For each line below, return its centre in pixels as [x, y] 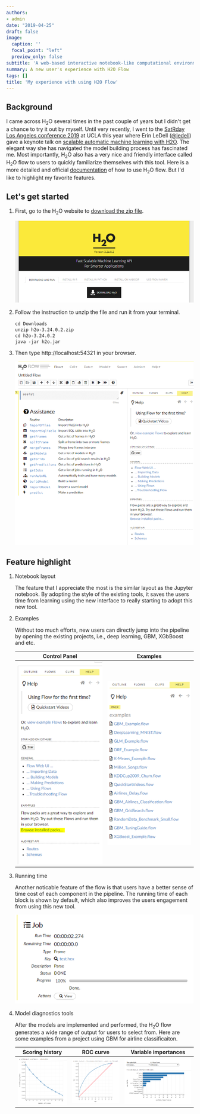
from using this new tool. [45, 906]
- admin [16, 19]
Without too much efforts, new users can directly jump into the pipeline [102, 630]
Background [29, 107]
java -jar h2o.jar [37, 342]
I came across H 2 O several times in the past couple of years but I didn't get [99, 122]
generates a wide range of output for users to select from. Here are [97, 1032]
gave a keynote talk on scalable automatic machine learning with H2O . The [98, 142]
